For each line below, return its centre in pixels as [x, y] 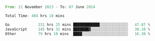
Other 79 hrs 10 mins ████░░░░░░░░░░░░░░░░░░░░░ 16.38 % [78, 34]
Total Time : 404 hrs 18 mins [35, 16]
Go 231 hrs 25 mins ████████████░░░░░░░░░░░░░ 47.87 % [78, 24]
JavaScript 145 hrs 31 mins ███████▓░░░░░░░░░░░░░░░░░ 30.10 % [78, 29]
